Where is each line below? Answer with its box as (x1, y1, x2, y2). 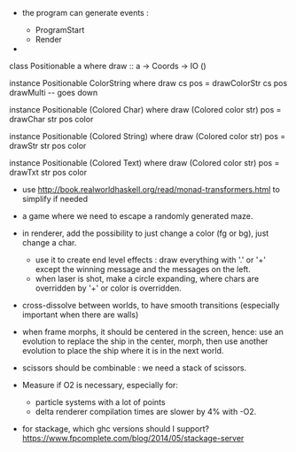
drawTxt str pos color (9, 168, 87, 177)
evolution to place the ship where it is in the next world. (21, 346, 224, 355)
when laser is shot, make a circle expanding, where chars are (35, 274, 260, 284)
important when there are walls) (21, 309, 139, 320)
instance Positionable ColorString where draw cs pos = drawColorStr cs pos (9, 78, 288, 88)
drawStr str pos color (9, 141, 87, 151)
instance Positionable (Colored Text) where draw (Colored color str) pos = (9, 158, 280, 168)
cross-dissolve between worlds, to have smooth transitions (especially (21, 300, 280, 310)
